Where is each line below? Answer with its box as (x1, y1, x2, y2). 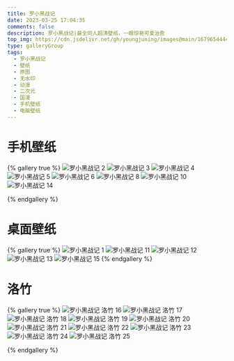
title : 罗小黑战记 (7, 10, 56, 17)
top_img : (7, 36, 33, 43)
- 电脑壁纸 (13, 107, 41, 114)
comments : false (7, 23, 54, 30)
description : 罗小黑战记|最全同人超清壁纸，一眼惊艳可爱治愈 (7, 29, 165, 37)
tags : (7, 49, 23, 56)
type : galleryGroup (7, 42, 64, 49)
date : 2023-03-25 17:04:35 (7, 17, 86, 24)
